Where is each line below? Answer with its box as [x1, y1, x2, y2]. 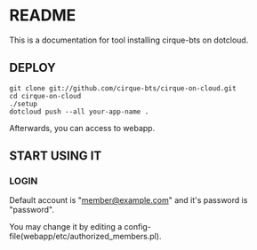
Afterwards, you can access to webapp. [9, 122, 156, 133]
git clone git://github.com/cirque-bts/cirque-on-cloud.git [9, 83, 237, 93]
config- [124, 222, 151, 232]
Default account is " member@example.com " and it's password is [9, 195, 248, 206]
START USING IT [9, 148, 102, 164]
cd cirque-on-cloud [9, 91, 82, 100]
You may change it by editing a [9, 222, 123, 232]
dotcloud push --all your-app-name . [9, 107, 149, 116]
